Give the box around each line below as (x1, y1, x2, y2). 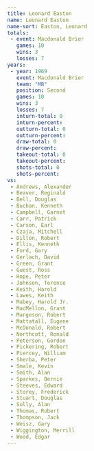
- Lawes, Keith (10, 292, 54, 299)
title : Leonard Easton (7, 10, 72, 17)
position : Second (16, 87, 67, 94)
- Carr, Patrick (10, 215, 57, 222)
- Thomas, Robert (10, 408, 60, 414)
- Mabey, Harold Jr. (10, 299, 69, 305)
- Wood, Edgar (10, 433, 51, 440)
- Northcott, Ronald (10, 330, 69, 338)
